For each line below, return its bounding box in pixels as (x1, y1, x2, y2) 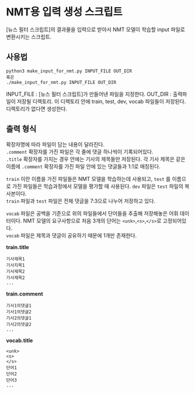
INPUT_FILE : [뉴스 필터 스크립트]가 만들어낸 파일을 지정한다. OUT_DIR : (6, 90, 172, 98)
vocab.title (6, 337, 33, 344)
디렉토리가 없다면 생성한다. (6, 105, 67, 112)
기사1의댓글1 (6, 303, 32, 308)
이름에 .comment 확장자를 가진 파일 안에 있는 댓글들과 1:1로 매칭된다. (6, 163, 161, 170)
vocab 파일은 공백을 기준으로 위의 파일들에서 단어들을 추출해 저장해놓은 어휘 (6, 210, 179, 217)
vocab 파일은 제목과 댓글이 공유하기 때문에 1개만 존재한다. (6, 231, 137, 239)
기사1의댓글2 (6, 309, 32, 315)
